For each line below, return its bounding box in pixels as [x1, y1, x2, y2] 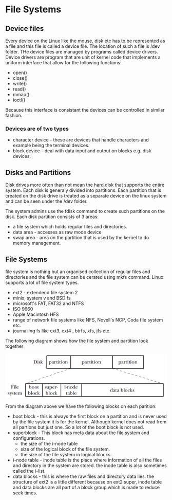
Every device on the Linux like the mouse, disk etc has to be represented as [5, 38, 165, 44]
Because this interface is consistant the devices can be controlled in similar [5, 107, 165, 113]
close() [12, 75, 28, 81]
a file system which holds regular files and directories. [12, 224, 127, 230]
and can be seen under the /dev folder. [5, 198, 88, 204]
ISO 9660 [12, 306, 33, 312]
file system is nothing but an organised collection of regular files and [5, 269, 150, 275]
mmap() [12, 92, 30, 97]
